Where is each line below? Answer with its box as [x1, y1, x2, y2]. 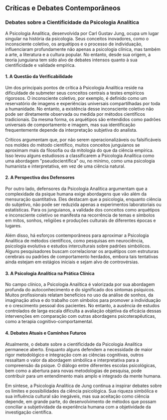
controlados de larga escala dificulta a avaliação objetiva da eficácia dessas [5, 308, 162, 314]
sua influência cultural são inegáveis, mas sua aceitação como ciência [5, 393, 150, 399]
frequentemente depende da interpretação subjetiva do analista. [5, 127, 138, 133]
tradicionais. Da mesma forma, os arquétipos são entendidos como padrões [5, 116, 161, 122]
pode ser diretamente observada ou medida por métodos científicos [5, 111, 146, 117]
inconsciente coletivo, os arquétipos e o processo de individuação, [5, 41, 143, 47]
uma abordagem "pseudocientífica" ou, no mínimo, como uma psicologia [5, 158, 156, 164]
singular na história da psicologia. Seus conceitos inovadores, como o [5, 35, 149, 41]
